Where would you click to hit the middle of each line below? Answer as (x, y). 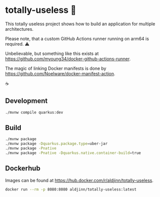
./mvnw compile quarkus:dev (34, 112)
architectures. (19, 29)
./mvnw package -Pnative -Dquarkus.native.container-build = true (73, 153)
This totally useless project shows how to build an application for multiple (80, 24)
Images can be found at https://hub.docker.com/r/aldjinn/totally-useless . (79, 180)
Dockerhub (23, 169)
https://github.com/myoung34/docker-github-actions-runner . (68, 58)
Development (27, 101)
